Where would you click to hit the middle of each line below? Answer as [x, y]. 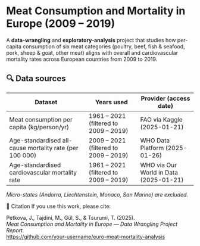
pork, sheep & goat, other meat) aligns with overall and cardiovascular [92, 52]
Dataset [46, 102]
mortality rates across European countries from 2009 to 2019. [82, 59]
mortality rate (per [53, 148]
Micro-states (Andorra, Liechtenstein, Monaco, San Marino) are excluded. [97, 194]
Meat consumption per [41, 119]
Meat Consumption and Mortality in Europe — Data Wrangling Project [92, 224]
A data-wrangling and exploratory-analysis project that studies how [91, 40]
